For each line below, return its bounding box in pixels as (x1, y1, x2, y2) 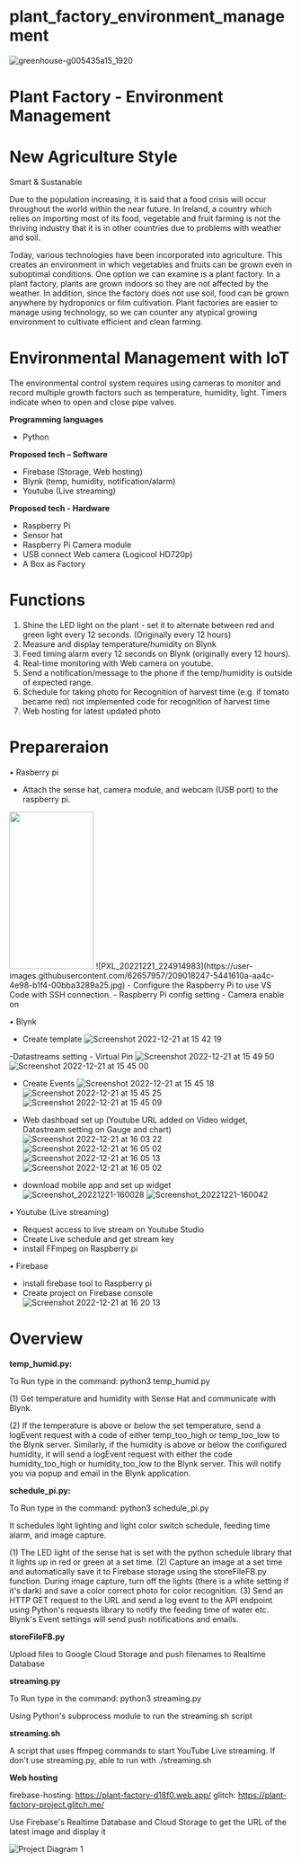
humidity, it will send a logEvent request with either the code (9, 1449, 233, 1459)
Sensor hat (22, 530, 63, 540)
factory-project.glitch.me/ (9, 1799, 105, 1810)
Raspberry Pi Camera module (22, 539, 132, 550)
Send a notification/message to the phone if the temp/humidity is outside (22, 667, 293, 678)
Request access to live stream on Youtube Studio (22, 1224, 205, 1235)
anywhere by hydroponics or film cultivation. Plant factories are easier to (9, 297, 279, 308)
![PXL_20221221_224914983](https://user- (95, 960, 253, 971)
